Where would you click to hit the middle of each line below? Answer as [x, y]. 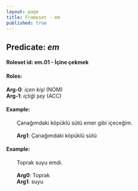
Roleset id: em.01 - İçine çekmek [47, 62]
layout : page [22, 12]
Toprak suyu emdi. [40, 162]
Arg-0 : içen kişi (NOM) [34, 89]
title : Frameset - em [33, 17]
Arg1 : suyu [30, 181]
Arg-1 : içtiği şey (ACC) [34, 96]
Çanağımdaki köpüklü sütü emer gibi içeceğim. [75, 123]
